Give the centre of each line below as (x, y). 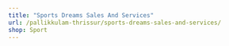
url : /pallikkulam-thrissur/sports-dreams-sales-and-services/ (115, 23)
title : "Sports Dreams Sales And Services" (81, 15)
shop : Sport (28, 30)
